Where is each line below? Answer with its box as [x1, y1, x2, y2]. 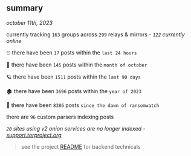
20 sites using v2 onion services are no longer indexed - [6, 125, 146, 132]
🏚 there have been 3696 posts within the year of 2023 [6, 87, 142, 94]
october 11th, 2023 [6, 19, 53, 26]
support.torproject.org [6, 131, 62, 138]
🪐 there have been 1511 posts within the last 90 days [6, 73, 141, 80]
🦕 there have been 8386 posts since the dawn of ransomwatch [6, 101, 160, 109]
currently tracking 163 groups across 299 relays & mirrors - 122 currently [6, 31, 186, 38]
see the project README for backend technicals [21, 143, 141, 150]
